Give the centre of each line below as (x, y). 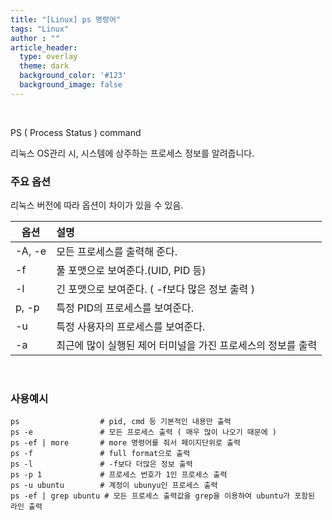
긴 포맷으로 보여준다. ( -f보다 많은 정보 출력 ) (155, 289)
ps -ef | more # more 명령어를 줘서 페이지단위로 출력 (125, 443)
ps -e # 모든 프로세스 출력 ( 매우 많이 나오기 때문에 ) (143, 432)
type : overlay (48, 57)
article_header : (44, 47)
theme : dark (44, 66)
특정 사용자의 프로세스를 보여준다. (131, 327)
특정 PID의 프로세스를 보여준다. (125, 308)
